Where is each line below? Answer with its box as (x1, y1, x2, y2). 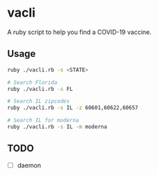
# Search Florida (7, 78, 58, 86)
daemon (17, 161, 42, 169)
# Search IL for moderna (7, 117, 79, 124)
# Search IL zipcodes (7, 98, 70, 105)
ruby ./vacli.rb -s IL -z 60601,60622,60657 (7, 104, 139, 112)
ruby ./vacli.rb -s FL (7, 85, 73, 92)
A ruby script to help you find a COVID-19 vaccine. (7, 28, 152, 36)
